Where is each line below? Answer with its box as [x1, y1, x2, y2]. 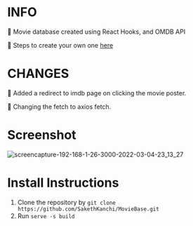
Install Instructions [7, 175, 119, 190]
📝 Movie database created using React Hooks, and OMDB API [7, 27, 186, 36]
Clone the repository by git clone [17, 198, 116, 206]
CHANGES [7, 66, 69, 81]
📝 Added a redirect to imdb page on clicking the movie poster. [7, 88, 187, 97]
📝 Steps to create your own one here [7, 41, 114, 49]
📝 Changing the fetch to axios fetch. [7, 102, 112, 111]
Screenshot [7, 127, 76, 143]
